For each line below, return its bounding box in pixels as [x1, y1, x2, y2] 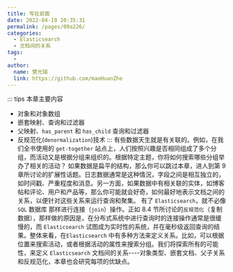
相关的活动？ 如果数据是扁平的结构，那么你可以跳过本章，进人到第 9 [29, 161, 226, 170]
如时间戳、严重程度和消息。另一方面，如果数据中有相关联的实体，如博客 [17, 179, 225, 188]
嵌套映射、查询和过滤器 [17, 118, 85, 127]
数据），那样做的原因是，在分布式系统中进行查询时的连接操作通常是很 [17, 214, 216, 223]
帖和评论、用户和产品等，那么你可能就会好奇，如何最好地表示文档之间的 [17, 188, 225, 196]
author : [7, 62, 30, 69]
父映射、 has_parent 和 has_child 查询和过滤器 [17, 127, 150, 136]
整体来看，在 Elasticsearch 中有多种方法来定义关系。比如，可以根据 [29, 231, 225, 240]
